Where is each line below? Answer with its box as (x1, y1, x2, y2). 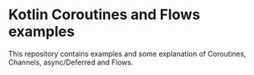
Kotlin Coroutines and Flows (8, 6, 201, 24)
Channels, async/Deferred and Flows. (8, 57, 133, 67)
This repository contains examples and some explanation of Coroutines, (8, 49, 247, 58)
